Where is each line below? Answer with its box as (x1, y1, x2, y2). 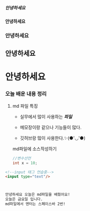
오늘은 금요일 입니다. (5, 197, 43, 202)
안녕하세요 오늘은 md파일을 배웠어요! (5, 192, 70, 197)
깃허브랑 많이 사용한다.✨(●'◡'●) (19, 135, 86, 141)
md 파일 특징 (12, 103, 38, 109)
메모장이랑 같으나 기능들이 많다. (19, 124, 81, 130)
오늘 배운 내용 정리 (5, 91, 47, 98)
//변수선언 (12, 156, 31, 161)
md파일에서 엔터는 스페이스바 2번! (5, 201, 66, 206)
